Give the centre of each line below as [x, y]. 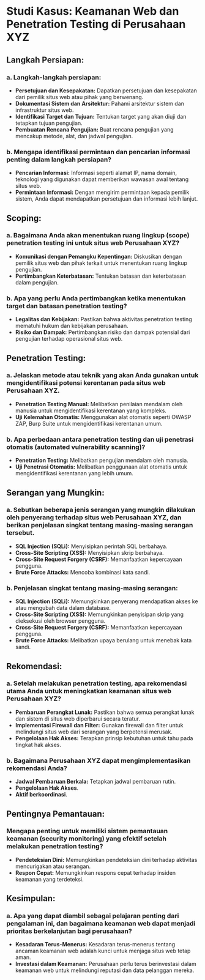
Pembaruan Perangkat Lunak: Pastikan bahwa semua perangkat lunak [105, 712]
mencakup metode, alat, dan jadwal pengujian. [74, 136]
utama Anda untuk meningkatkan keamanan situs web [89, 691]
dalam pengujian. [37, 282]
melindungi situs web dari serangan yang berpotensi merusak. [94, 732]
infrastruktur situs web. [44, 110]
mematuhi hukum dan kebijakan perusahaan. [72, 326]
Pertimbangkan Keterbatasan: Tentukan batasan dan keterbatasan [100, 276]
